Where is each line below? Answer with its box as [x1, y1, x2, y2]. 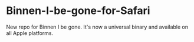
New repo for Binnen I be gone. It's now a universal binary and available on [6, 23, 189, 30]
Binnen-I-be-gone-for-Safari [6, 4, 150, 17]
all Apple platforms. [6, 29, 54, 36]
